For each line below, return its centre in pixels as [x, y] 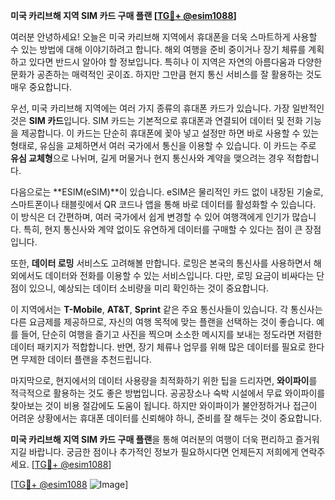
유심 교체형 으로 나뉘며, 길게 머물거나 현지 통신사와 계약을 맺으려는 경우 [147, 158]
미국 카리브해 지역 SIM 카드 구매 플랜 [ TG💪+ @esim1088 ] [123, 15]
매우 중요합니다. [41, 87]
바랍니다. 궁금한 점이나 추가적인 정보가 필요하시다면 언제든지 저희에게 [163, 452]
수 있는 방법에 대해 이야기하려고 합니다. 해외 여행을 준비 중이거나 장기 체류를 [158, 49]
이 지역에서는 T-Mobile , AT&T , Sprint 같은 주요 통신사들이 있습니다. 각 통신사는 [166, 309]
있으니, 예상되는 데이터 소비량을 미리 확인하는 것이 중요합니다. [149, 288]
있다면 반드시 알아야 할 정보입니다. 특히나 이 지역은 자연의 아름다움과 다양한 [175, 62]
